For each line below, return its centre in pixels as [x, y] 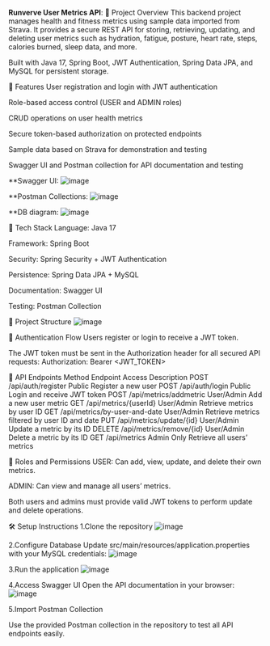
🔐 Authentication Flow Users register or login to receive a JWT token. [124, 337]
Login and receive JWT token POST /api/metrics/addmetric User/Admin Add [135, 395]
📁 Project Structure [40, 322]
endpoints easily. [37, 633]
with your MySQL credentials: [58, 553]
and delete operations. [46, 510]
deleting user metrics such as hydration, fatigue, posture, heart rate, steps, [133, 38]
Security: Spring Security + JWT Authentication [88, 259]
